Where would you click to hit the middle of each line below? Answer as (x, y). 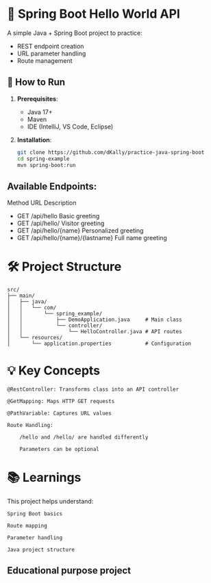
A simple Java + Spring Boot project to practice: (75, 33)
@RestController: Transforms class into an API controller (93, 389)
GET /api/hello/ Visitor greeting (61, 223)
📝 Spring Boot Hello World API (94, 14)
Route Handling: (30, 426)
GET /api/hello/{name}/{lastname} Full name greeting (92, 238)
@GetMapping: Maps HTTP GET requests (61, 402)
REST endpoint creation (50, 46)
